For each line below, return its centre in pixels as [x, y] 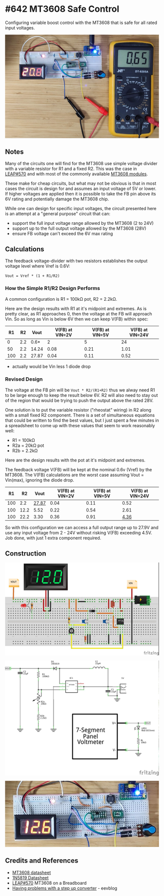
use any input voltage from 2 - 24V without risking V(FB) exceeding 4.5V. [79, 533]
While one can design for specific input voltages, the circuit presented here [81, 209]
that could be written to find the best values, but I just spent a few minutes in [82, 420]
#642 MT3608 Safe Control [62, 9]
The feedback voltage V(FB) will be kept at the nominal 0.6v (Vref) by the [79, 469]
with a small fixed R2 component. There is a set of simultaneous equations [80, 415]
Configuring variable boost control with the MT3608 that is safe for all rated [81, 23]
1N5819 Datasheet [30, 877]
